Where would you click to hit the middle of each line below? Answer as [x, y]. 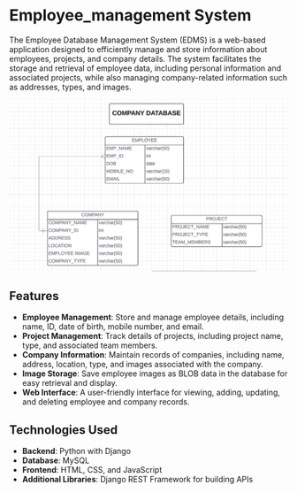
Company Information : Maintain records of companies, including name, [153, 355]
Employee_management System [130, 15]
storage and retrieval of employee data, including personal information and [145, 68]
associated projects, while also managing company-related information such [148, 77]
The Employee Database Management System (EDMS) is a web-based [138, 40]
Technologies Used [63, 430]
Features [34, 296]
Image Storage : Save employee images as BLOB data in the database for [155, 374]
